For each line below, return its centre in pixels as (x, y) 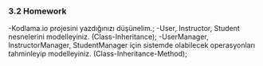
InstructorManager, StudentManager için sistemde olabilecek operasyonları (132, 45)
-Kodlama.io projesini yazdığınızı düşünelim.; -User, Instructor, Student (124, 29)
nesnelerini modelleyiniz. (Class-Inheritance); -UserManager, (108, 37)
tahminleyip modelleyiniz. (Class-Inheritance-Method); (98, 54)
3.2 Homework (37, 11)
